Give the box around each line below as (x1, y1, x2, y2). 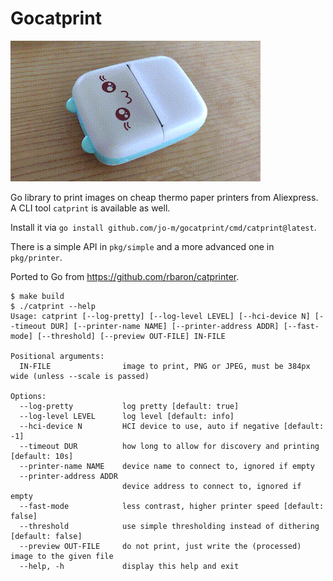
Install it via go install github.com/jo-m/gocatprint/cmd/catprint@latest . (10, 221, 317, 233)
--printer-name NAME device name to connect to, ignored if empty (19, 461, 315, 471)
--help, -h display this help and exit (19, 561, 240, 571)
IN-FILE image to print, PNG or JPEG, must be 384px (19, 361, 311, 371)
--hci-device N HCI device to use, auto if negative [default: (19, 421, 325, 431)
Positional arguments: (10, 351, 105, 361)
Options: (10, 391, 47, 401)
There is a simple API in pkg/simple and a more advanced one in (10, 240, 275, 252)
